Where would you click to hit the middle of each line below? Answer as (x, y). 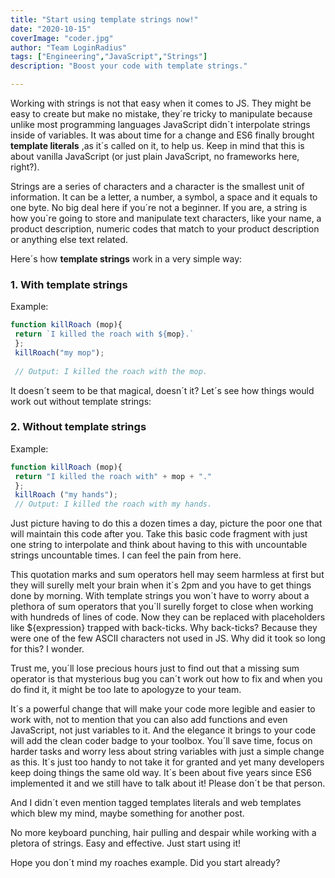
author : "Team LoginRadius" (69, 47)
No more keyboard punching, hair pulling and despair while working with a (163, 833)
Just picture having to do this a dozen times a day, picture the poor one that (166, 523)
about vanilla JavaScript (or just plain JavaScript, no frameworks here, (155, 156)
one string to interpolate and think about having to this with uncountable (159, 545)
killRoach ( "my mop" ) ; (59, 352)
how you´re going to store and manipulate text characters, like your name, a (166, 218)
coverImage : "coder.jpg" (62, 38)
